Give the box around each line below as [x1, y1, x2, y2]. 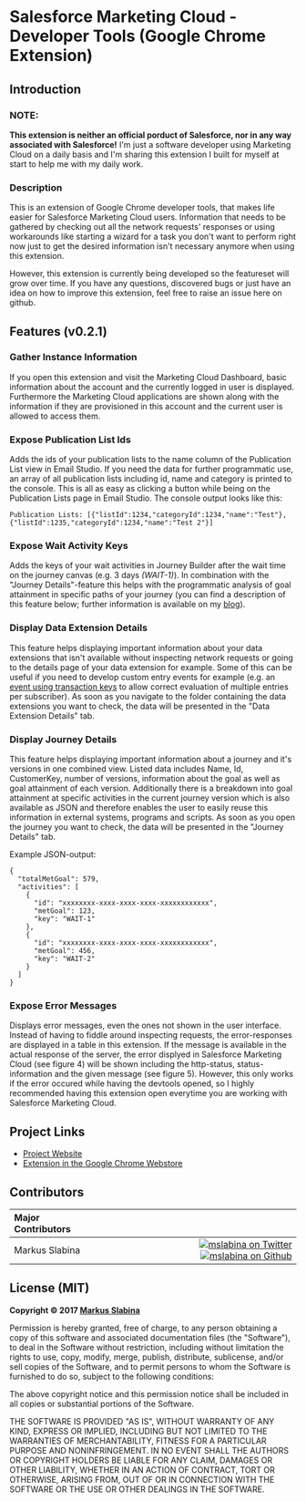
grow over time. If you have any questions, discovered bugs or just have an [9, 278, 291, 289]
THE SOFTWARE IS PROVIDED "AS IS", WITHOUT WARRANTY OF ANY [9, 1415, 275, 1426]
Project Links [9, 1124, 86, 1139]
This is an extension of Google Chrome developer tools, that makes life [9, 202, 275, 213]
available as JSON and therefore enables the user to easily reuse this [9, 803, 269, 813]
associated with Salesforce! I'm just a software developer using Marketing [9, 139, 291, 150]
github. [9, 297, 36, 308]
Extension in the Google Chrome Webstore [22, 1158, 183, 1169]
